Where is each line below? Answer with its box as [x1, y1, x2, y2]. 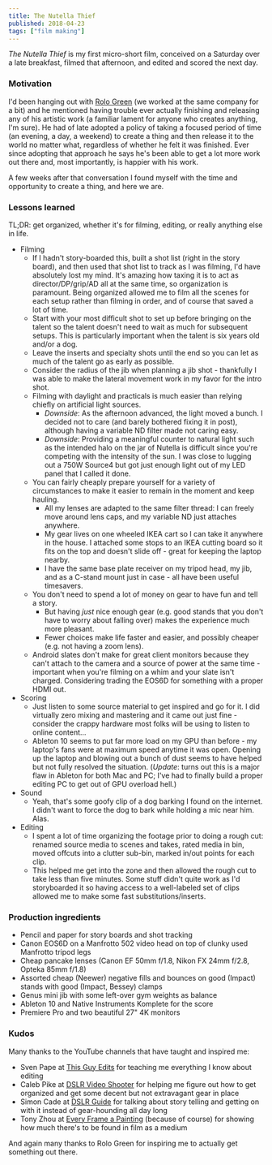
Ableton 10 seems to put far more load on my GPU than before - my [32, 736, 257, 745]
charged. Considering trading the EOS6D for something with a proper [32, 675, 264, 685]
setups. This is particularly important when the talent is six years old [32, 330, 261, 340]
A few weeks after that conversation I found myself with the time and [8, 172, 238, 183]
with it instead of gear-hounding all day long [19, 1105, 168, 1115]
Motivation [8, 78, 53, 89]
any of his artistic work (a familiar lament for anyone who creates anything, [8, 114, 258, 123]
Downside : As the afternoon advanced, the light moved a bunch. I [44, 408, 263, 418]
